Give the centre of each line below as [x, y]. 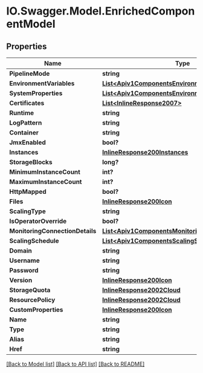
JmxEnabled [28, 142]
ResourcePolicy [32, 300]
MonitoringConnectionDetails [53, 231]
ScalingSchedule [34, 241]
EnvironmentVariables [42, 83]
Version [21, 280]
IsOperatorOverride [38, 221]
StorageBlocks [31, 162]
